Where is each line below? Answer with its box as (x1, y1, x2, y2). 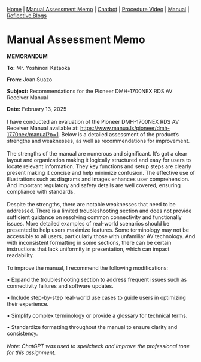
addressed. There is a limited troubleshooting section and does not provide (7, 207, 192, 214)
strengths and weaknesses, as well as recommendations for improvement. (7, 137, 190, 144)
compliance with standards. (7, 188, 75, 195)
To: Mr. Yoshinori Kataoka (7, 64, 71, 71)
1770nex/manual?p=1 (7, 130, 59, 138)
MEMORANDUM (7, 53, 48, 60)
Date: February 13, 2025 (7, 105, 67, 112)
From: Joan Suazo (7, 75, 53, 83)
